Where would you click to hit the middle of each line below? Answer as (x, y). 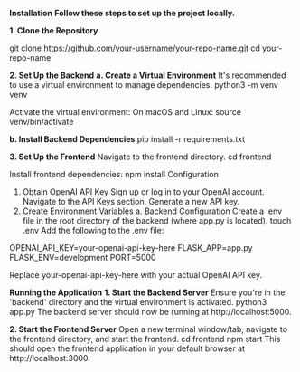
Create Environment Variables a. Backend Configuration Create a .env (152, 211)
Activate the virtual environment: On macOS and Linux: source (126, 112)
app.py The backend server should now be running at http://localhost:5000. (150, 312)
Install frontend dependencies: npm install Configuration (114, 174)
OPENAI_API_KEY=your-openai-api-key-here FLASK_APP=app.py (131, 248)
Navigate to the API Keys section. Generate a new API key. (131, 201)
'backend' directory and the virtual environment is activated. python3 (138, 302)
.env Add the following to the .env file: (93, 230)
